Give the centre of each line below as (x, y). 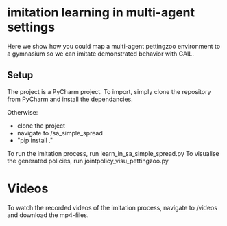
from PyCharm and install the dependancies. (70, 99)
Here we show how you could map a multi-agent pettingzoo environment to (114, 46)
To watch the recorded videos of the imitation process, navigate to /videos (112, 207)
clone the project (41, 126)
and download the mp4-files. (48, 215)
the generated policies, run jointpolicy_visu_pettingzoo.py (88, 161)
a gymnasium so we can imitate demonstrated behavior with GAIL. (100, 54)
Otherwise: (23, 112)
